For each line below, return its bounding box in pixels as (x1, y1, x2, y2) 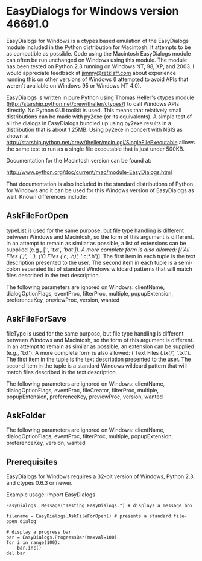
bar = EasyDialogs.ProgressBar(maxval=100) (6, 534, 118, 540)
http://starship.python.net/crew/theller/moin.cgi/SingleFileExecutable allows (6, 138, 195, 146)
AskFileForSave (6, 314, 67, 324)
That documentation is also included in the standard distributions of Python (6, 180, 194, 187)
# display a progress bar (6, 529, 71, 536)
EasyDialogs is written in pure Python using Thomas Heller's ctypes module (6, 94, 195, 101)
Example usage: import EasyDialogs (6, 491, 95, 498)
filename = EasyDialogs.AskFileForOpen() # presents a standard (6, 513, 171, 519)
